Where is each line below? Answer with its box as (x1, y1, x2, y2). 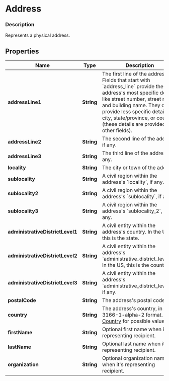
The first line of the (102, 70, 147, 78)
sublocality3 (8, 207, 39, 214)
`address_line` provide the (102, 83, 163, 90)
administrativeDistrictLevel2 (8, 252, 77, 259)
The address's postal (102, 297, 152, 304)
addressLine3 (8, 153, 42, 160)
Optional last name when (102, 340, 161, 347)
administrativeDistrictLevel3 (8, 279, 77, 286)
